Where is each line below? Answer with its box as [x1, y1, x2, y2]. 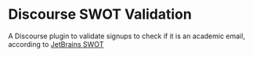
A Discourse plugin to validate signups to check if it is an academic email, [8, 31, 245, 41]
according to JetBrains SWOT [8, 39, 104, 48]
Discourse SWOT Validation [8, 5, 192, 23]
